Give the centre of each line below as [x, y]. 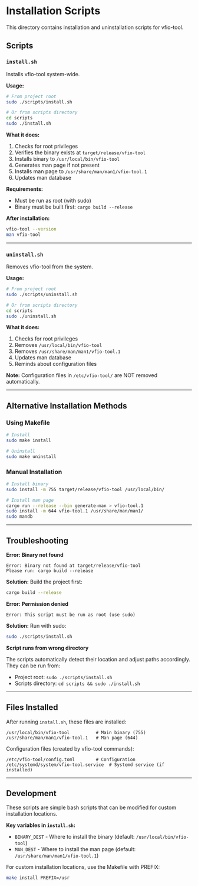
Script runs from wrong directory [47, 648]
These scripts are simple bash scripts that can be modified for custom [91, 807]
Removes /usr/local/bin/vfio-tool [58, 345]
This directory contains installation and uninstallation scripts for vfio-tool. [95, 27]
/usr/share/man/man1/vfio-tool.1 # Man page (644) [72, 738]
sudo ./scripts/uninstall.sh [42, 294]
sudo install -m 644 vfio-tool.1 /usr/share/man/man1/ [75, 511]
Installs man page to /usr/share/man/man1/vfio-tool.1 [81, 171]
